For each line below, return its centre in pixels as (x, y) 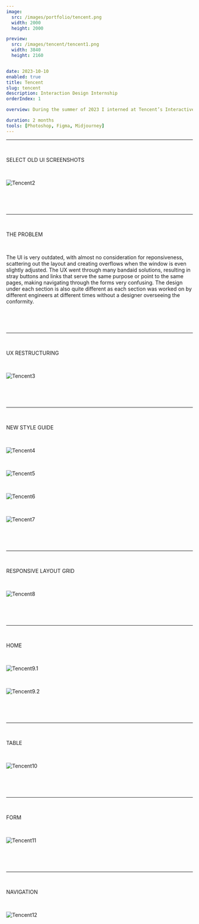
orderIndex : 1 (24, 99)
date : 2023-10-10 (28, 71)
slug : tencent (24, 88)
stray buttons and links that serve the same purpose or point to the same (95, 276)
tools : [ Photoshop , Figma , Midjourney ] (55, 126)
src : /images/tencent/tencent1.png (55, 44)
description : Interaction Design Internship (62, 93)
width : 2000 (26, 23)
